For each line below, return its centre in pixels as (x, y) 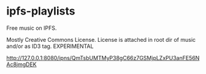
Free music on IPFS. (32, 28)
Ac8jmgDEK (21, 64)
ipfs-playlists (41, 11)
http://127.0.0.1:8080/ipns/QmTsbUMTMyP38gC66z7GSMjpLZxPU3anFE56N (103, 58)
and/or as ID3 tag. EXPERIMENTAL (50, 46)
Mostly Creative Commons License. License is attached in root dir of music (101, 39)
